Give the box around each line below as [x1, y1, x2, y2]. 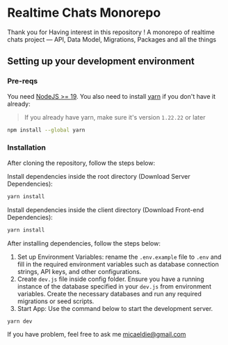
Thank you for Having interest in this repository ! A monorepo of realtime [7, 28, 215, 36]
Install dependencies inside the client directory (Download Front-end [7, 205, 204, 214]
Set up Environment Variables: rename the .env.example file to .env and [17, 252, 222, 261]
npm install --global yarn [7, 127, 85, 134]
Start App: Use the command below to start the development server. [17, 304, 213, 312]
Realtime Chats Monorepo [7, 5, 161, 21]
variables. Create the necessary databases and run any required [17, 289, 202, 298]
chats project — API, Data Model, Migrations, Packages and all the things [7, 35, 217, 43]
